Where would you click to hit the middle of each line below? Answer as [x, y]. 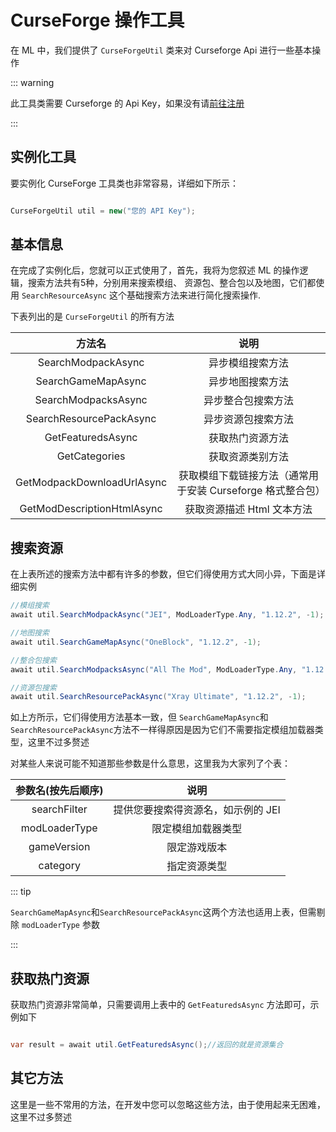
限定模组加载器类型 [197, 829]
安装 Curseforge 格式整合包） [256, 491]
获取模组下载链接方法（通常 [244, 476]
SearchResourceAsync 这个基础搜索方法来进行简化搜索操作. [141, 295]
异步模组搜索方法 [249, 363]
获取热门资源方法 [249, 438]
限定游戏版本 [197, 848]
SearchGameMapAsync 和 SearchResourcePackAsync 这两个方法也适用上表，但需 [163, 912]
